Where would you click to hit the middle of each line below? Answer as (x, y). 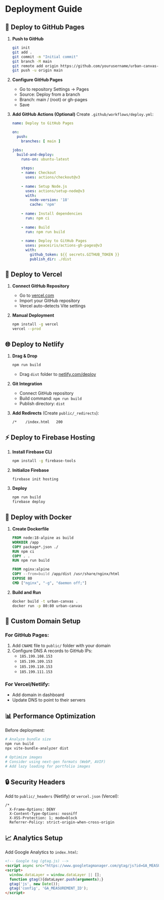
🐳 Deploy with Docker (38, 517)
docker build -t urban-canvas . (45, 601)
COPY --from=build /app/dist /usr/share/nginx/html (66, 574)
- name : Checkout (39, 173)
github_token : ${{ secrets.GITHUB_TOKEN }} (75, 254)
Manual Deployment (33, 315)
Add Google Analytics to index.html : (42, 852)
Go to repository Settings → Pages (54, 89)
